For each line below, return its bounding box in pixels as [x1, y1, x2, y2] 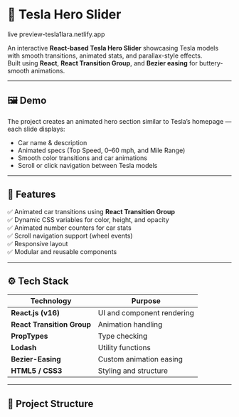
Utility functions [97, 343, 151, 353]
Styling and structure [97, 366, 169, 376]
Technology [30, 296, 72, 306]
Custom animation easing [97, 354, 184, 364]
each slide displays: [7, 125, 65, 133]
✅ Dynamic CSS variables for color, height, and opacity [7, 215, 169, 223]
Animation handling [97, 320, 163, 329]
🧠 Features [7, 189, 56, 201]
